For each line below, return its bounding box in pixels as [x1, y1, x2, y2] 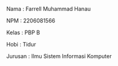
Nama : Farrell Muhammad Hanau [6, 5, 91, 12]
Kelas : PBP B [6, 29, 40, 36]
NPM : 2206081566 [6, 17, 56, 24]
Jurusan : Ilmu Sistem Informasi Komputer [6, 53, 112, 60]
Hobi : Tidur [6, 41, 37, 48]
